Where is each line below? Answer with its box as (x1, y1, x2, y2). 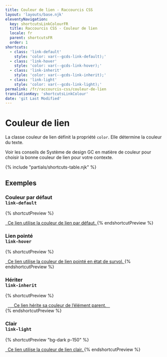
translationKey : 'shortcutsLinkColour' (5, 91, 89, 96)
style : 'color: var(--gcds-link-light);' (14, 82, 102, 87)
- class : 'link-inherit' (10, 68, 62, 73)
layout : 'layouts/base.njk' (5, 12, 64, 17)
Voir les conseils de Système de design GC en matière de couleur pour (5, 149, 151, 155)
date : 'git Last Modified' (5, 96, 62, 101)
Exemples (5, 178, 37, 187)
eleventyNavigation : (5, 17, 49, 22)
